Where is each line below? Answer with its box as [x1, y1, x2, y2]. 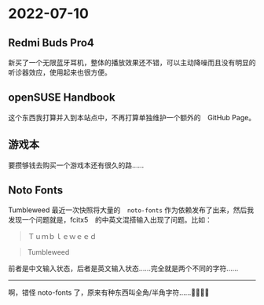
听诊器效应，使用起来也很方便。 [8, 68, 112, 77]
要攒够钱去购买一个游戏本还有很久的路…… [8, 160, 145, 170]
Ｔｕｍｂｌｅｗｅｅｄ [27, 232, 97, 241]
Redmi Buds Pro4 [8, 36, 94, 50]
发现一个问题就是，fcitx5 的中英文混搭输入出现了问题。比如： [8, 215, 212, 225]
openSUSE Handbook [8, 91, 115, 105]
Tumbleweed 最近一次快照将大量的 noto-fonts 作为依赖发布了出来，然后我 [8, 205, 254, 215]
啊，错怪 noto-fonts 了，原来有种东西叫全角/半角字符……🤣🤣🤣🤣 [8, 288, 210, 297]
